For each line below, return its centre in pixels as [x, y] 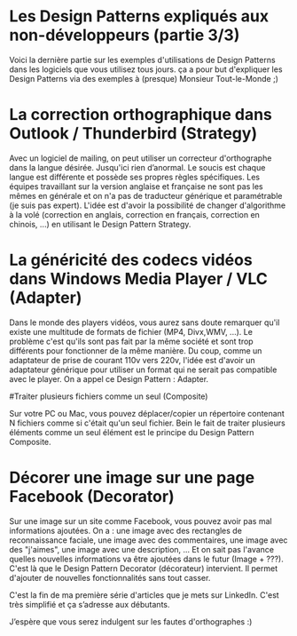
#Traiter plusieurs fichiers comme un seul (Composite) [109, 396]
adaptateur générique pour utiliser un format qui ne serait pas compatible [143, 370]
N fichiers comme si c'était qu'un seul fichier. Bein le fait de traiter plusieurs [147, 423]
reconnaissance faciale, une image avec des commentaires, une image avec [148, 540]
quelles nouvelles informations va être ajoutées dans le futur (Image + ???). [146, 559]
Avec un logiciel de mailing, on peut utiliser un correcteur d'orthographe [141, 158]
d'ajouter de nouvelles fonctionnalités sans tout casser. [110, 577]
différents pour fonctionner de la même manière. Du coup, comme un [136, 350]
